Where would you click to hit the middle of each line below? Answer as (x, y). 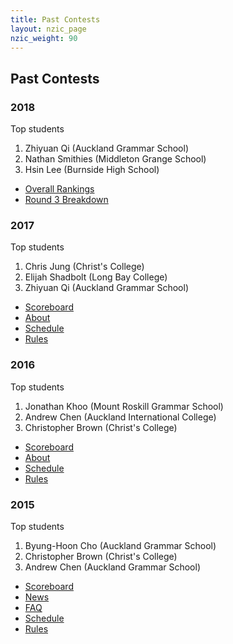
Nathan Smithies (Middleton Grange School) (115, 159)
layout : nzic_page (48, 29)
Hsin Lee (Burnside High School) (92, 170)
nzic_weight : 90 (44, 38)
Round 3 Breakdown (66, 200)
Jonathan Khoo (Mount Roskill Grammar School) (124, 406)
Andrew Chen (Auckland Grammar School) (112, 567)
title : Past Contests (55, 19)
